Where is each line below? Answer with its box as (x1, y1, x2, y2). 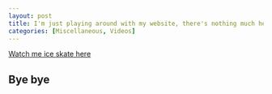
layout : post (8, 11, 53, 20)
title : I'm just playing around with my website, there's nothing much (8, 19, 255, 28)
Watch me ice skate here (8, 49, 91, 59)
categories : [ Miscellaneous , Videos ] (8, 27, 136, 35)
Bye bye (8, 72, 50, 86)
